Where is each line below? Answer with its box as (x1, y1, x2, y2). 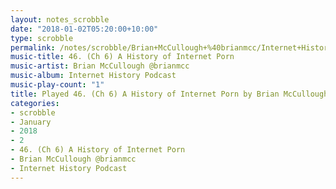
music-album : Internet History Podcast (10, 71, 177, 81)
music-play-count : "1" (10, 80, 105, 90)
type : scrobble (10, 33, 74, 43)
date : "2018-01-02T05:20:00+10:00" (10, 24, 159, 34)
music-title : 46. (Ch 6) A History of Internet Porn (10, 52, 235, 62)
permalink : (10, 42, 56, 53)
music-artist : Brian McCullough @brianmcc (10, 61, 190, 71)
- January (10, 117, 52, 127)
